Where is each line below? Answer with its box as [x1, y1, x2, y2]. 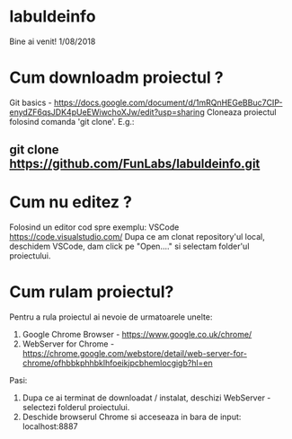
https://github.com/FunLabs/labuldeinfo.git [9, 156, 261, 171]
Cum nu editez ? [9, 192, 133, 213]
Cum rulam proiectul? [9, 282, 174, 303]
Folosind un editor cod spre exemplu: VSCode [9, 222, 180, 233]
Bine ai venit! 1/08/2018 [9, 36, 96, 47]
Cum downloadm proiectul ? [9, 67, 224, 88]
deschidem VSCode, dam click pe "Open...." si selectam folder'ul [9, 241, 250, 252]
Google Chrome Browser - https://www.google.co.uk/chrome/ [22, 329, 252, 340]
